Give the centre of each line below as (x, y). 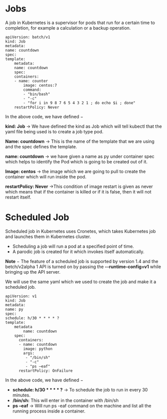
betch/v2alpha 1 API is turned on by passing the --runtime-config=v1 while (83, 267)
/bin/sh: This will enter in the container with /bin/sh (65, 400)
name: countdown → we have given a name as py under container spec (80, 156)
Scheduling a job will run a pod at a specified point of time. (73, 246)
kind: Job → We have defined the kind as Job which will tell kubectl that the (83, 126)
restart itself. (18, 197)
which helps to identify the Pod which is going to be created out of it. (76, 161)
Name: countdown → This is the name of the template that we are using (80, 141)
